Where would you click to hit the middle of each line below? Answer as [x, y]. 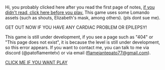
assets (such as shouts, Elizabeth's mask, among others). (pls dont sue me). [83, 18]
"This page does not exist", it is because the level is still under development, [83, 42]
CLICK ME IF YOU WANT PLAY [36, 62]
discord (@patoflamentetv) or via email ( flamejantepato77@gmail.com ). [78, 53]
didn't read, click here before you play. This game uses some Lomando [77, 12]
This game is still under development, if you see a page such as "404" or [79, 37]
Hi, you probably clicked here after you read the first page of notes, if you [80, 7]
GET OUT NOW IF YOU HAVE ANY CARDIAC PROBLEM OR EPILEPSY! [76, 27]
